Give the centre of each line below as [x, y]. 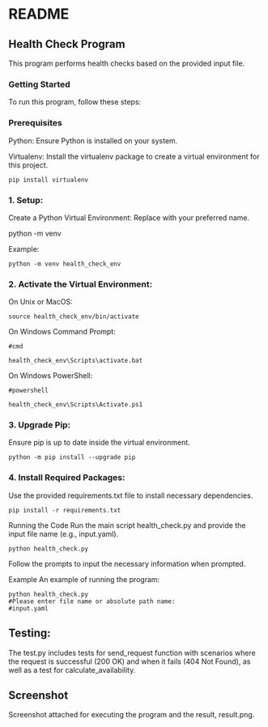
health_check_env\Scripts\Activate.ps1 [76, 405]
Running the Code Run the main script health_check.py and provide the [127, 525]
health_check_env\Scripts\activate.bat [76, 361]
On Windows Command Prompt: [62, 332]
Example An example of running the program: [84, 579]
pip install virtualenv [49, 180]
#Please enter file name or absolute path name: [92, 601]
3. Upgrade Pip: [40, 425]
